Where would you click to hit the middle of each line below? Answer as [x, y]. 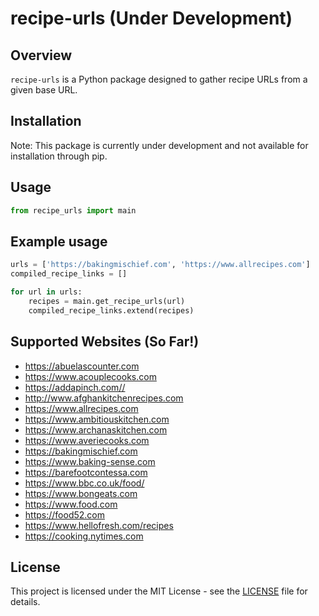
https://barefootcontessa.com [86, 472]
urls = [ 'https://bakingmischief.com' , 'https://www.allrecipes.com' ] [160, 265]
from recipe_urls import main [73, 210]
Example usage [59, 241]
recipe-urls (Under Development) [151, 18]
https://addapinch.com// [75, 387]
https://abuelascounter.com [82, 366]
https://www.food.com [71, 504]
